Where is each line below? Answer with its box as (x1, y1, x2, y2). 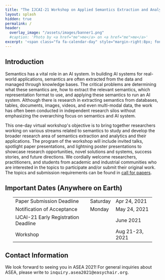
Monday (90, 206, 109, 213)
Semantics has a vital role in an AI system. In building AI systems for (5, 71, 143, 77)
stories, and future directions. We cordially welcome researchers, (5, 154, 137, 160)
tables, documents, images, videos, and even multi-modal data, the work (5, 102, 153, 108)
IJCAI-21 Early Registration (15, 214, 80, 221)
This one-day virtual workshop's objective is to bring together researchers (5, 122, 156, 128)
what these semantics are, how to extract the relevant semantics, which (5, 86, 151, 92)
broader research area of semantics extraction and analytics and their (5, 133, 146, 139)
